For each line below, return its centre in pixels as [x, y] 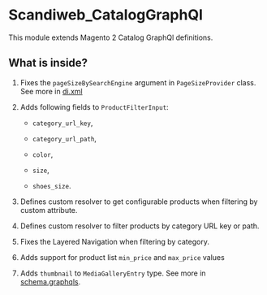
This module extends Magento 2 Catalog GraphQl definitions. [111, 37]
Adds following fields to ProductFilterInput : [94, 106]
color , [43, 154]
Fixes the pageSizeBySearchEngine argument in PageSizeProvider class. [138, 82]
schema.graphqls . [50, 281]
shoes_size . [52, 185]
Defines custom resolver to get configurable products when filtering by [139, 202]
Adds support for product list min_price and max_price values [122, 257]
